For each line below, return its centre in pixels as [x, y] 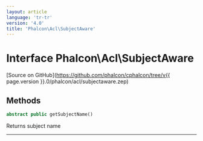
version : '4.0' [25, 23]
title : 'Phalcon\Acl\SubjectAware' [51, 29]
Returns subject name [34, 126]
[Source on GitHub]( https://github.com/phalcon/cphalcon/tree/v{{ [88, 75]
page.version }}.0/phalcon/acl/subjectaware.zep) [67, 81]
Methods [24, 100]
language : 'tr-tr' [29, 17]
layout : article [27, 12]
